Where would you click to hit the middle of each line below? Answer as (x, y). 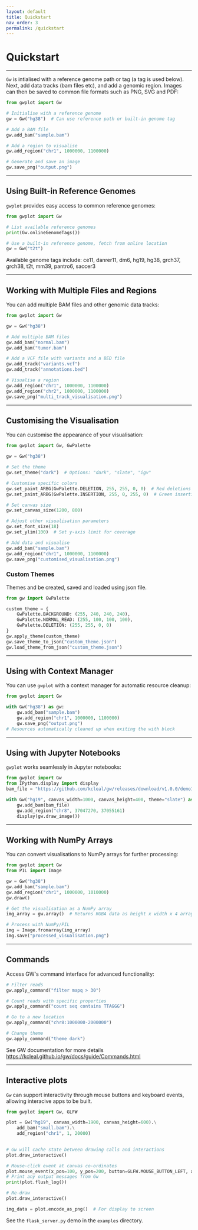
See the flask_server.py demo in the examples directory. (75, 1220)
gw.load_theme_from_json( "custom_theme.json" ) (64, 647)
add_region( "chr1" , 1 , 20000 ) (54, 1134)
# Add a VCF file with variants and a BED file (66, 358)
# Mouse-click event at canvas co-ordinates (62, 1166)
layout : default (26, 12)
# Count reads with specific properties (57, 1001)
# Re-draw (18, 1193)
